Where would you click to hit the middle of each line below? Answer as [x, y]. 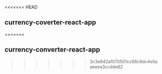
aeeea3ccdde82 [106, 67]
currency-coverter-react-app [50, 22]
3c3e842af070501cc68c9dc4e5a [124, 61]
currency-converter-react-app [52, 50]
